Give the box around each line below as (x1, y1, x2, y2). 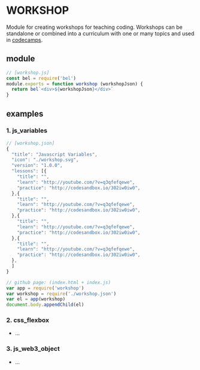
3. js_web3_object (6, 345, 60, 353)
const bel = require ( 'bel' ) (6, 75, 77, 81)
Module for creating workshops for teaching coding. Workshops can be (6, 23, 183, 31)
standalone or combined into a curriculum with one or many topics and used (6, 29, 195, 37)
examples (6, 109, 44, 119)
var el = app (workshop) (6, 296, 66, 302)
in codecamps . (6, 36, 43, 43)
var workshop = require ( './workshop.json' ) (6, 291, 117, 297)
